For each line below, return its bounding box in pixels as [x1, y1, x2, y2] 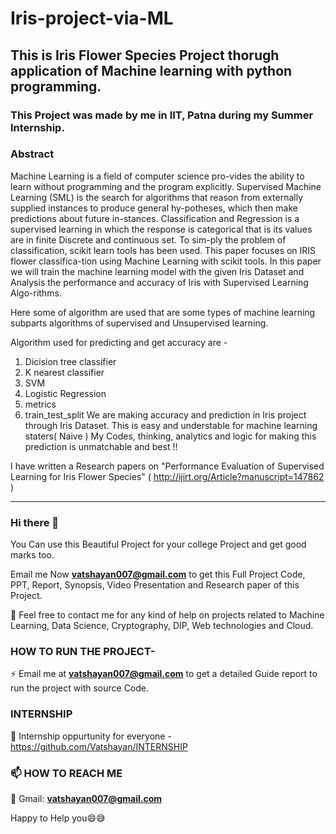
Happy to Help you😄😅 [10, 812, 106, 824]
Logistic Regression [24, 387, 107, 399]
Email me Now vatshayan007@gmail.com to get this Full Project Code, [10, 568, 306, 581]
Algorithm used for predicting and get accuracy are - [10, 336, 228, 348]
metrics [24, 398, 57, 410]
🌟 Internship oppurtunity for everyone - [10, 730, 172, 742]
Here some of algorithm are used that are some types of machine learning [10, 306, 316, 318]
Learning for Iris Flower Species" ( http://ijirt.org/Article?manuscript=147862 [10, 470, 325, 482]
